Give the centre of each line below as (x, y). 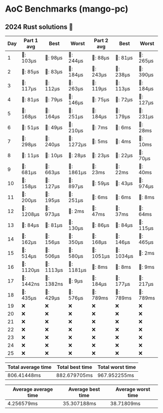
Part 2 (101, 41)
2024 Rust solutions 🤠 (39, 27)
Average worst (133, 389)
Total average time (30, 367)
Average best (84, 389)
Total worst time (117, 367)
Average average (33, 389)
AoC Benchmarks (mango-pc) (67, 9)
